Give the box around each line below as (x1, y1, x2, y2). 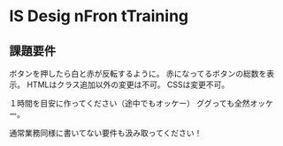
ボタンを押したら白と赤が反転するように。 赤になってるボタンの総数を (9, 69, 267, 78)
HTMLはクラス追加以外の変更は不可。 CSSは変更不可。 (26, 79, 230, 90)
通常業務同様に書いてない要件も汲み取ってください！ (9, 128, 203, 138)
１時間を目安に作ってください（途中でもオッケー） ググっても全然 (9, 99, 250, 108)
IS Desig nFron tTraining (9, 6, 189, 26)
